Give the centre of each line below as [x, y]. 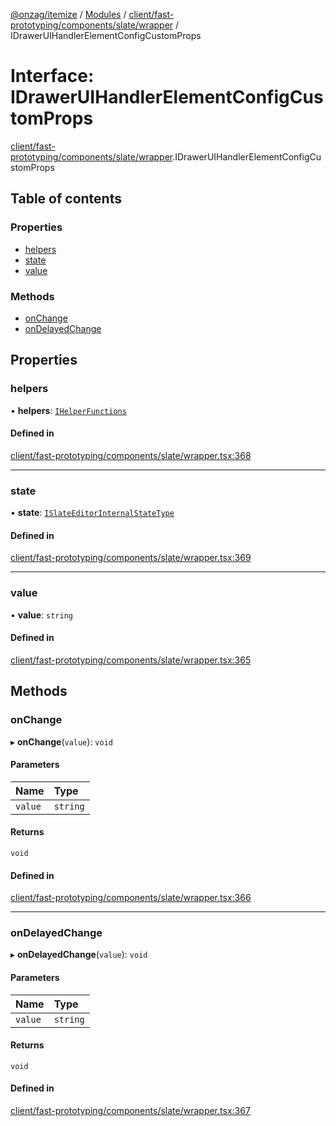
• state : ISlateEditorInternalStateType [92, 513]
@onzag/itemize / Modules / [68, 14]
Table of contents [66, 199]
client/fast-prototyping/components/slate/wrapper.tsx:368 [131, 455]
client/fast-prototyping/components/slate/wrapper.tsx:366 [131, 898]
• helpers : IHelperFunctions [68, 410]
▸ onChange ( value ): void [61, 741]
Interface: [52, 76]
